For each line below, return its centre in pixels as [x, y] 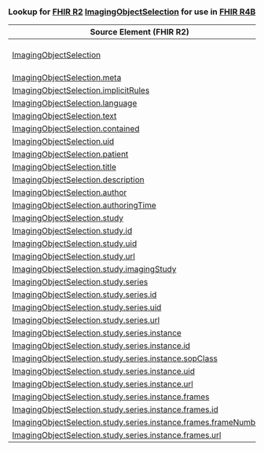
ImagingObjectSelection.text [64, 116]
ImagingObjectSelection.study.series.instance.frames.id [115, 409]
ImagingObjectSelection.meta [67, 78]
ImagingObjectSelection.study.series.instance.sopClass [115, 358]
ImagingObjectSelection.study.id [72, 231]
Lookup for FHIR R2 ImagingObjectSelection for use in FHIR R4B [132, 12]
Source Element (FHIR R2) [140, 32]
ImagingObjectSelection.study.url [74, 256]
